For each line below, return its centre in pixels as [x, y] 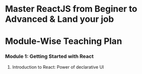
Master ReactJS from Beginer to [71, 9]
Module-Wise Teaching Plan [64, 41]
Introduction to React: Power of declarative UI [58, 67]
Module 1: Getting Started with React [49, 57]
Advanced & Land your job [60, 19]
